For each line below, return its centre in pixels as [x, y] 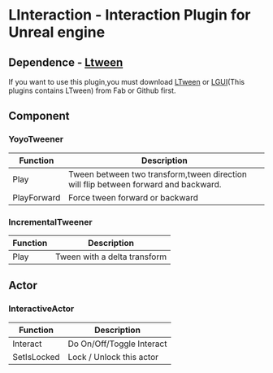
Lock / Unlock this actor [113, 357]
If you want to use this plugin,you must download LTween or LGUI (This [127, 82]
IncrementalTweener [50, 222]
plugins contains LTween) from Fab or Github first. [92, 90]
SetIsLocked [36, 357]
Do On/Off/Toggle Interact [117, 344]
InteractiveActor [41, 309]
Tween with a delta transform [111, 257]
